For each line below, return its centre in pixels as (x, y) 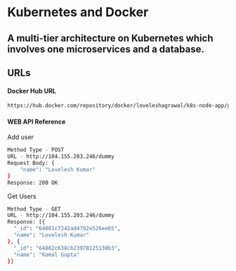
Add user (20, 137)
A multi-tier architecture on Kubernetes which (110, 38)
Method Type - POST (36, 150)
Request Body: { (31, 163)
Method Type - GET (34, 209)
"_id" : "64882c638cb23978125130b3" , (67, 248)
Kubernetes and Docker (78, 12)
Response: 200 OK (33, 183)
